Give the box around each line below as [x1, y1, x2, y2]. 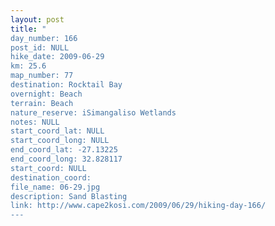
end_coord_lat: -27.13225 [10, 145, 118, 155]
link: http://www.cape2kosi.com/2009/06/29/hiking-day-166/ [10, 201, 267, 211]
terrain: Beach [10, 98, 74, 108]
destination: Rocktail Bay [10, 80, 123, 90]
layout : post [10, 14, 65, 25]
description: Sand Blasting [10, 191, 128, 201]
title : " [10, 24, 47, 34]
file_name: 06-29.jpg [10, 182, 101, 192]
